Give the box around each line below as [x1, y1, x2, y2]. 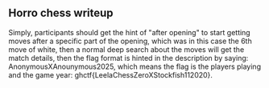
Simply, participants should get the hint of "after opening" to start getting [8, 27, 251, 37]
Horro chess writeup [8, 6, 114, 20]
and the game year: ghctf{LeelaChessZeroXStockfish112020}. [8, 70, 213, 79]
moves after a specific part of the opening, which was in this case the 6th [8, 36, 252, 46]
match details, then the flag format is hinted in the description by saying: [8, 53, 249, 62]
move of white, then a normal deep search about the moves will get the [8, 44, 245, 54]
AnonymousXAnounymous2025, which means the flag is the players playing [8, 62, 262, 71]
